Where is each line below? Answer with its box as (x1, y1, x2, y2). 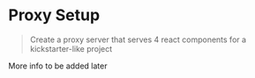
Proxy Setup (8, 5, 101, 25)
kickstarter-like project (29, 43, 113, 53)
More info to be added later (8, 60, 108, 71)
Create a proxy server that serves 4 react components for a (29, 34, 247, 45)
